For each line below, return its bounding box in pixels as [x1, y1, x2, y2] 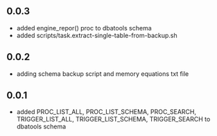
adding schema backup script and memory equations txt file [16, 69, 189, 78]
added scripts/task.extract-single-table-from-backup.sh [16, 31, 177, 39]
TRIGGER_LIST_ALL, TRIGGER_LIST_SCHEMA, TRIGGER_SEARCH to [16, 115, 211, 124]
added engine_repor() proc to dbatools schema [16, 23, 152, 32]
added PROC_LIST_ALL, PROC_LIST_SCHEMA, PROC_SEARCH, [16, 108, 197, 116]
